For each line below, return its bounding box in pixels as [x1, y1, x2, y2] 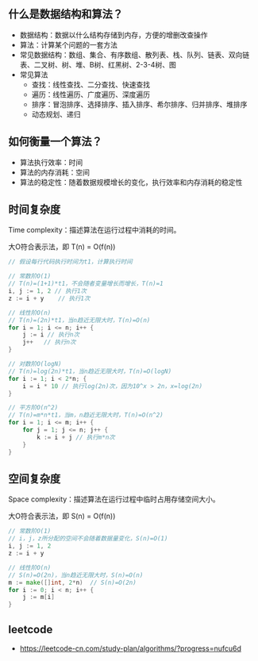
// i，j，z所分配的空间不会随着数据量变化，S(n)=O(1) [8, 535, 168, 543]
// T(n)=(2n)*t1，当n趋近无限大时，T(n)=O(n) [8, 316, 151, 324]
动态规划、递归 [31, 110, 81, 119]
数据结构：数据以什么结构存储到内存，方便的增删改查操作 [19, 30, 208, 40]
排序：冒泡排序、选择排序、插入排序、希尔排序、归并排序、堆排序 [31, 99, 248, 109]
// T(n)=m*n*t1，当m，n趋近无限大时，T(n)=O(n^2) [8, 411, 164, 419]
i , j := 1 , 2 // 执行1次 [8, 287, 87, 295]
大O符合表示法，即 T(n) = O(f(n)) [8, 242, 116, 252]
